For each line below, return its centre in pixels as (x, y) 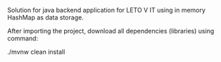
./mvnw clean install (36, 52)
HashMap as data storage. (46, 17)
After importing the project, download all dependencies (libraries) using (111, 31)
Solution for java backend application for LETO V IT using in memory (107, 10)
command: (23, 38)
